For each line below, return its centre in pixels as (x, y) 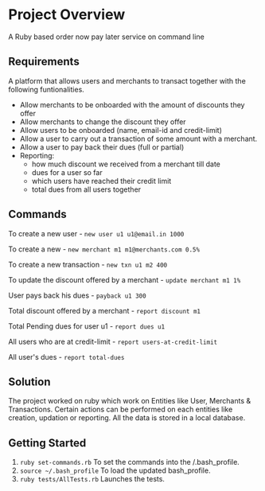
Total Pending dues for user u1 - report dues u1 (87, 326)
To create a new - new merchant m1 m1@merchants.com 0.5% (104, 249)
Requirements (44, 62)
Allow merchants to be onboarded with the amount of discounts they (132, 104)
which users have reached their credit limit (101, 181)
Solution (29, 382)
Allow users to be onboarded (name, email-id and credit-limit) (121, 130)
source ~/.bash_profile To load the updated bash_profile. (115, 470)
